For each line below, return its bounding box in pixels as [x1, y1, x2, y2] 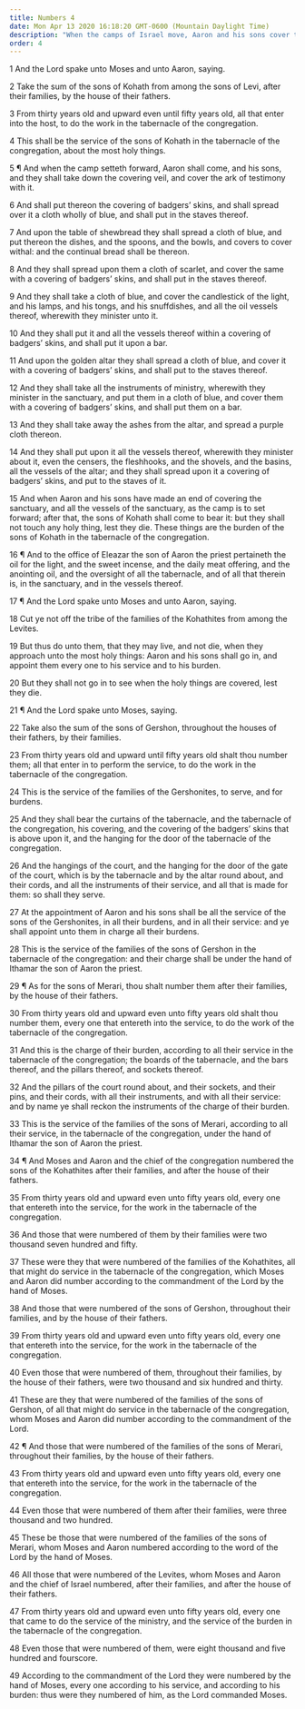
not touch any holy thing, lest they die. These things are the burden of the [9, 522, 285, 533]
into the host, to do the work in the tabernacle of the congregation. [9, 118, 259, 129]
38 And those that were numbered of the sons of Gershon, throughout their [9, 1303, 291, 1314]
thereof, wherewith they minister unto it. [9, 311, 159, 321]
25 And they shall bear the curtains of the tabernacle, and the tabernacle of [9, 814, 292, 825]
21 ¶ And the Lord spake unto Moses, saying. [9, 705, 178, 716]
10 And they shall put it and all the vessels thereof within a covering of [9, 328, 271, 339]
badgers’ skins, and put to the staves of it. [9, 476, 167, 487]
